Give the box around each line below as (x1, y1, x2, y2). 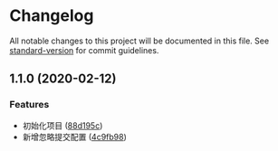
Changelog (9, 5, 94, 26)
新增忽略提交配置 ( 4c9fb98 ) (22, 131, 127, 142)
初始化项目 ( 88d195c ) (22, 119, 103, 131)
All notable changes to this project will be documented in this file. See (9, 35, 270, 46)
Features (9, 99, 50, 111)
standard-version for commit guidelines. (9, 44, 159, 55)
